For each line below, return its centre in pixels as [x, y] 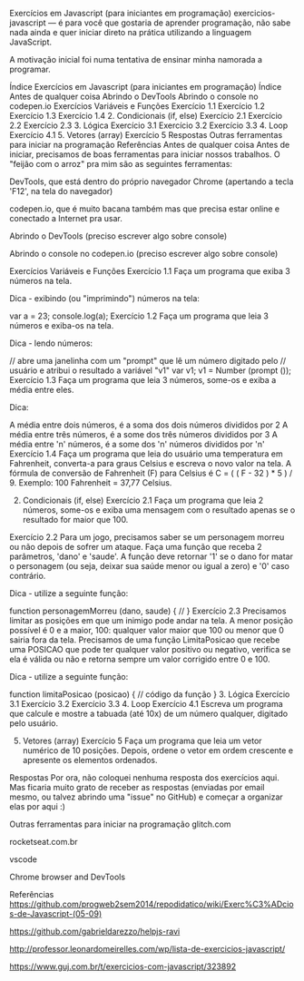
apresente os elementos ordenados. [90, 760]
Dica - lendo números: [51, 343]
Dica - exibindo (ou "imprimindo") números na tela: [104, 298]
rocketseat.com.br [44, 842]
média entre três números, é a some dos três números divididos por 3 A [144, 434]
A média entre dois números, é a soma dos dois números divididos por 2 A [149, 425]
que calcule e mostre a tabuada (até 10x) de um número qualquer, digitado [149, 713]
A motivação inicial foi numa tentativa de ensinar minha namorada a [136, 59]
